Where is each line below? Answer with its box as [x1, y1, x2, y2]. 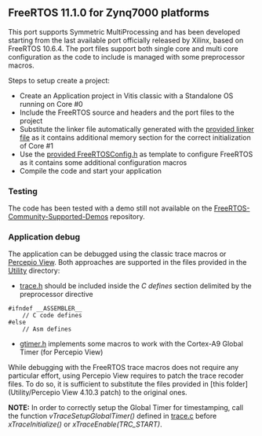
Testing [8, 185, 38, 196]
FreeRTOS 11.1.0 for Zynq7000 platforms [8, 6, 209, 20]
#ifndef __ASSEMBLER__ [8, 305, 82, 313]
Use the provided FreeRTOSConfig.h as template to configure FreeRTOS [19, 149, 253, 159]
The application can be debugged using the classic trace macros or [8, 249, 227, 258]
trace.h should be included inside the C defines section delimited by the [19, 281, 253, 291]
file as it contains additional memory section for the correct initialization [19, 133, 251, 142]
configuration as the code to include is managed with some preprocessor [8, 52, 246, 61]
